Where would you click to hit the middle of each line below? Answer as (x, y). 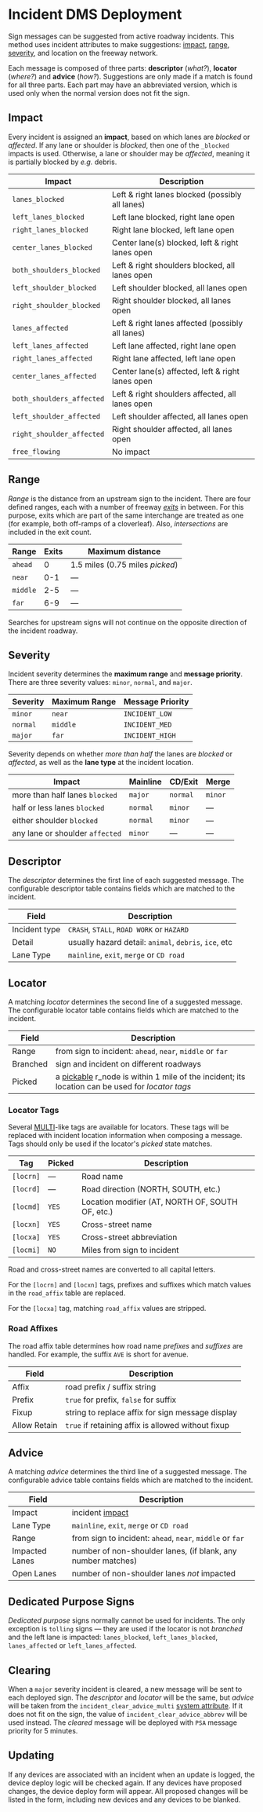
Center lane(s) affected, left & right (176, 371)
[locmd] (26, 1207)
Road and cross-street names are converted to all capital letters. (112, 1269)
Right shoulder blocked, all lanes (172, 300)
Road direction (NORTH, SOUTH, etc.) (151, 1189)
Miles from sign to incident (130, 1250)
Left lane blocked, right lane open (173, 217)
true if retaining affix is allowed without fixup (147, 1425)
